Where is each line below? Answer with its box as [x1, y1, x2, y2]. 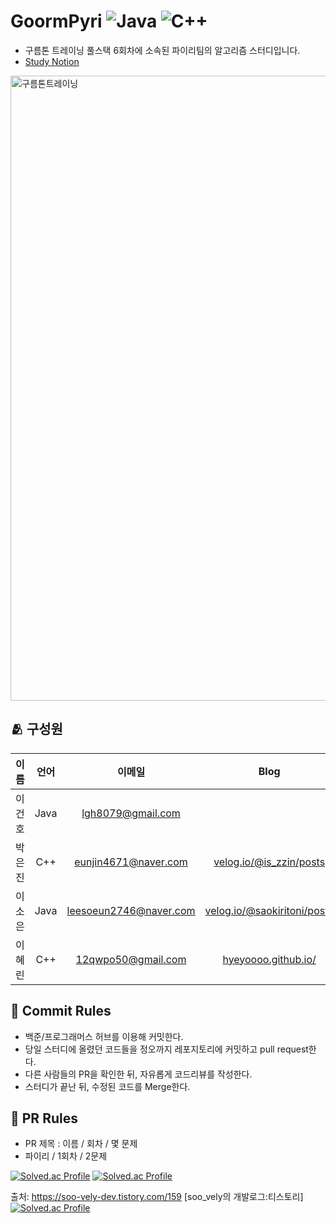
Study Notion [24, 55, 80, 67]
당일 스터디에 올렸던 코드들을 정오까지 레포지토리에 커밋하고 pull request [24, 1043, 309, 1055]
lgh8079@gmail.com [81, 806, 181, 820]
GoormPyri [10, 10, 103, 33]
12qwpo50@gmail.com [75, 952, 187, 966]
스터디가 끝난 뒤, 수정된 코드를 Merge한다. [24, 1080, 191, 1092]
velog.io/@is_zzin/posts [213, 855, 326, 869]
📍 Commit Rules [10, 1003, 112, 1020]
